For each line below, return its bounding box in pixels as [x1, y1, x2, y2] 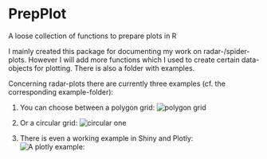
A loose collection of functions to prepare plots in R [8, 31, 177, 41]
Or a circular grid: [19, 118, 78, 127]
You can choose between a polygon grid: [19, 103, 155, 112]
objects [8, 63, 33, 72]
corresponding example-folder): [8, 87, 114, 96]
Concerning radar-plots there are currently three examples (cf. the [8, 79, 226, 88]
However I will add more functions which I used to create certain [28, 55, 241, 64]
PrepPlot [8, 5, 67, 23]
